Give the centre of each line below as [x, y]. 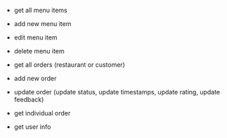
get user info [32, 127]
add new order [35, 78]
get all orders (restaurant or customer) [69, 65]
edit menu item [35, 37]
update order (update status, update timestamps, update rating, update [117, 92]
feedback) [29, 99]
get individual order [42, 113]
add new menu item [43, 24]
